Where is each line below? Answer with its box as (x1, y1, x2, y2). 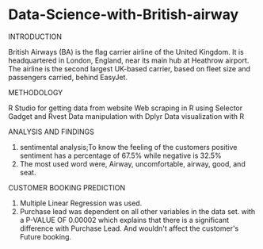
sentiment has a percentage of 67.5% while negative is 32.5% (19, 151, 222, 160)
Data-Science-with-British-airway (8, 6, 239, 24)
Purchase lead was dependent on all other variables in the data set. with (19, 206, 256, 216)
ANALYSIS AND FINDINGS (8, 127, 95, 136)
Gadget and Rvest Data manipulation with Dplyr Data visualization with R (8, 111, 244, 121)
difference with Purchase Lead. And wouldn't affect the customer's (19, 224, 239, 233)
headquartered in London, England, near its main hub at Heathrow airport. (8, 56, 250, 65)
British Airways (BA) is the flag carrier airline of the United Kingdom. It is (8, 47, 244, 56)
